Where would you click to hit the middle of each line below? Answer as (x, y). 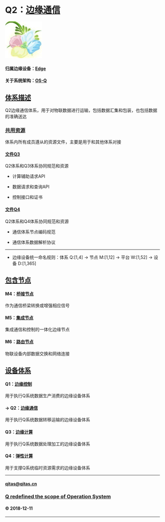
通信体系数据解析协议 (34, 242)
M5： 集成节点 (19, 318)
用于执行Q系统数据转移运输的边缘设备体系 (48, 420)
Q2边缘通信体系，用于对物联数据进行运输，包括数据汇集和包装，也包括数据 (81, 110)
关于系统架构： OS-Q (26, 81)
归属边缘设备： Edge (26, 68)
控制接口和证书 (27, 197)
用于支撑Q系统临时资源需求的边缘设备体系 (48, 467)
